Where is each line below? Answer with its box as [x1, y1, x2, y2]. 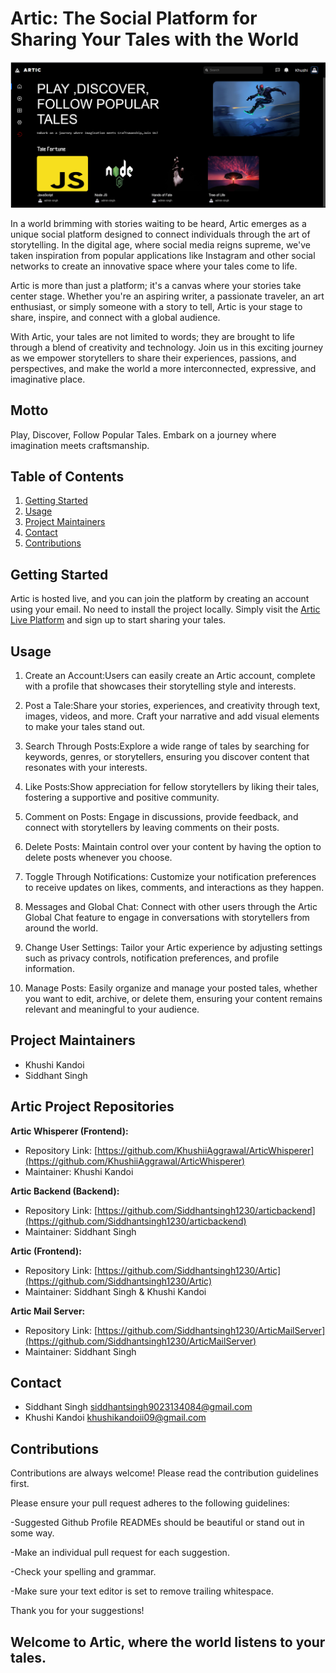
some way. [10, 1527, 55, 1539]
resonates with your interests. [24, 761, 148, 773]
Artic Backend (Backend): [10, 1185, 120, 1197]
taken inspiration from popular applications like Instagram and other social [10, 249, 316, 261]
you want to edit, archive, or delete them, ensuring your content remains [24, 992, 323, 1004]
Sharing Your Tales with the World [10, 28, 300, 51]
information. [24, 962, 75, 974]
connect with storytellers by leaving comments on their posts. [24, 821, 280, 833]
